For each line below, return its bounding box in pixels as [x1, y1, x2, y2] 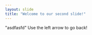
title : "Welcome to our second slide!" [5, 12, 86, 16]
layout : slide [5, 7, 34, 12]
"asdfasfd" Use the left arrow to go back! [5, 24, 88, 30]
